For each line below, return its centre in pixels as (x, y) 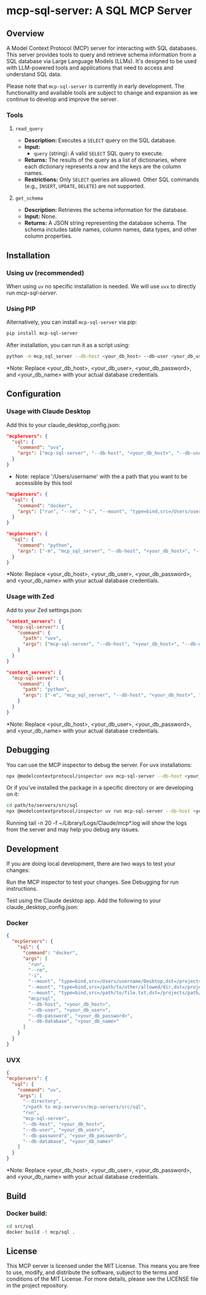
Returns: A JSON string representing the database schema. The (105, 223)
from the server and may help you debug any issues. (73, 830)
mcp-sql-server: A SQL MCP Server (99, 11)
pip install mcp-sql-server (42, 333)
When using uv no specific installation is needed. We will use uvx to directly (101, 286)
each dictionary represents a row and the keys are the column (103, 167)
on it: (13, 794)
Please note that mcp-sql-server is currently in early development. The (96, 86)
